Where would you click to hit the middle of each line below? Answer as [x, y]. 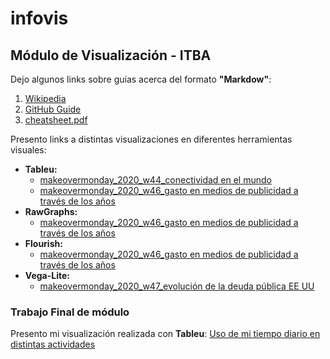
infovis [39, 18]
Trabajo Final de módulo [70, 312]
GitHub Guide [53, 109]
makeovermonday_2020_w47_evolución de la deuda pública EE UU [177, 286]
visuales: [28, 150]
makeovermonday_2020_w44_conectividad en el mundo [155, 180]
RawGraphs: [51, 211]
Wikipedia [45, 98]
